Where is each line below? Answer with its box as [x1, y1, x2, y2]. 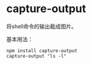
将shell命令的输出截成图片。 [6, 22, 77, 30]
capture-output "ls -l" [6, 53, 67, 59]
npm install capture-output [6, 47, 78, 53]
